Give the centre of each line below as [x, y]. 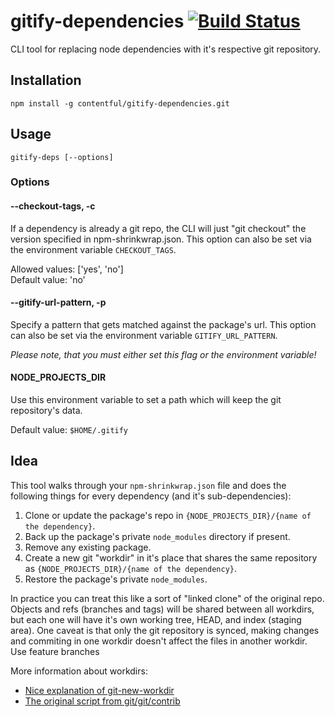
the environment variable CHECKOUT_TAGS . [93, 249]
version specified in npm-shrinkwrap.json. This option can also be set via [161, 239]
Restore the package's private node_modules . [116, 579]
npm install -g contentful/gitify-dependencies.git [120, 103]
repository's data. [46, 411]
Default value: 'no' [48, 279]
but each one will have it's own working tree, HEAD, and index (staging [156, 619]
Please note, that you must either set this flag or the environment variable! [163, 354]
